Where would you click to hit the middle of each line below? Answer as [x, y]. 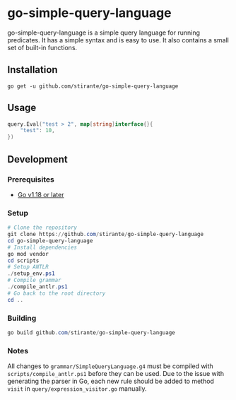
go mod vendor [28, 254]
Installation [33, 70]
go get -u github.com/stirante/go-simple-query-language [93, 86]
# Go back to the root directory [57, 293]
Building [22, 318]
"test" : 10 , [37, 131]
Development [38, 159]
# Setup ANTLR [28, 267]
